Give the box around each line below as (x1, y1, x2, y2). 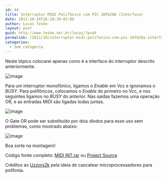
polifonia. (5, 167, 24, 173)
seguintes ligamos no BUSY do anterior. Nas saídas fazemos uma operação (5, 93, 160, 99)
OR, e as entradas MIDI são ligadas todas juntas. (5, 98, 104, 105)
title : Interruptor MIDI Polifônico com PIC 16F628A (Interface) (5, 12, 143, 17)
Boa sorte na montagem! (5, 143, 56, 149)
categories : (5, 40, 30, 45)
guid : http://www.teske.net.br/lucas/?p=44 (5, 30, 97, 35)
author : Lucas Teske (5, 21, 48, 26)
